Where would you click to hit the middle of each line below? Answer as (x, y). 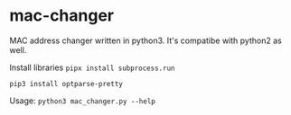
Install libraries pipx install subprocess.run (92, 67)
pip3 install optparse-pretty (66, 84)
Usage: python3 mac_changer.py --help (82, 101)
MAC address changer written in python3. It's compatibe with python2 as (145, 40)
